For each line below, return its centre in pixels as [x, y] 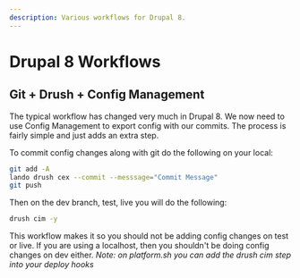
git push [26, 185]
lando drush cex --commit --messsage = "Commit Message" [114, 177]
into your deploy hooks [51, 265]
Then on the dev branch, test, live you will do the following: [118, 203]
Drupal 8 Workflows [85, 61]
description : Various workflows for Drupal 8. [98, 17]
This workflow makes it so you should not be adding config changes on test [149, 236]
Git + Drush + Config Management [107, 95]
